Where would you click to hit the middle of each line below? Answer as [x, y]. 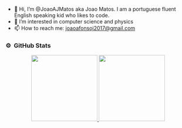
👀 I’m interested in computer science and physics [73, 21]
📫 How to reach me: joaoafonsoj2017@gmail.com [75, 28]
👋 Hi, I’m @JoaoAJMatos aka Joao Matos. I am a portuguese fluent [95, 9]
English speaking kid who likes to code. [62, 15]
